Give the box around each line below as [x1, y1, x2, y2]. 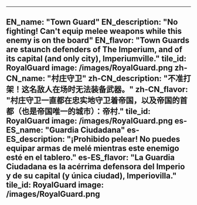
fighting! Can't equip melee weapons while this [6, 26, 182, 36]
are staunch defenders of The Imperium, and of [6, 45, 183, 54]
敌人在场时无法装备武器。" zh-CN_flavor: [36, 84, 188, 94]
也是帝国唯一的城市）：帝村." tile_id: [21, 107, 151, 117]
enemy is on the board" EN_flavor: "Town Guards [6, 36, 189, 46]
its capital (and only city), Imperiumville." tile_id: [6, 54, 186, 64]
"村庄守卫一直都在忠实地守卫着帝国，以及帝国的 [6, 95, 180, 105]
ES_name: [6, 125, 44, 135]
